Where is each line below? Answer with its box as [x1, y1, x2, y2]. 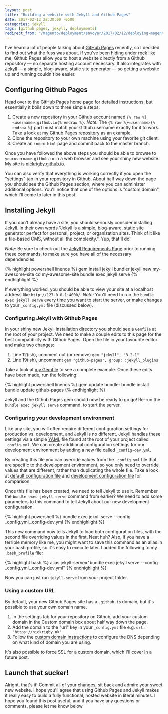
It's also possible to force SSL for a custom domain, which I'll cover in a [5, 649, 152, 655]
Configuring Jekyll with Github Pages [5, 314, 98, 321]
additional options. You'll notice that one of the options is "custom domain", [5, 186, 160, 192]
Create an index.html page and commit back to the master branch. [12, 140, 150, 146]
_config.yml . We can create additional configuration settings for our [5, 442, 145, 448]
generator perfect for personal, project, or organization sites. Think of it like [5, 230, 161, 236]
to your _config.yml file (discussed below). [5, 302, 93, 308]
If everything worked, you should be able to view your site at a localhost [5, 286, 153, 292]
